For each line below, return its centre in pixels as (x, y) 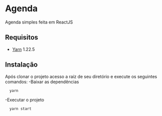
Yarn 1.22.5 (23, 49)
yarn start (21, 109)
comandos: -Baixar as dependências (42, 82)
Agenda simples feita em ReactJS (39, 22)
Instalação (22, 65)
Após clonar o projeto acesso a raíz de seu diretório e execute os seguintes (81, 76)
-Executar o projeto (25, 100)
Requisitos (22, 37)
